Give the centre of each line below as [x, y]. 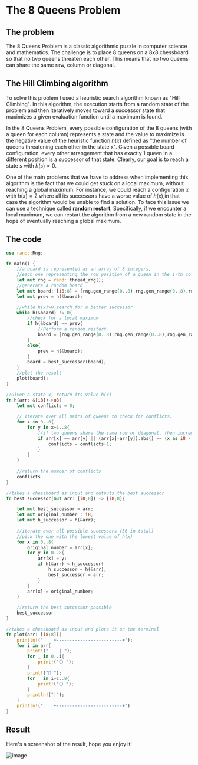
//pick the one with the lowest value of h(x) [75, 536]
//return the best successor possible [64, 608]
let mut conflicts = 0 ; [46, 406]
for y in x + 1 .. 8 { [48, 428]
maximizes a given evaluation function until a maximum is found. [85, 116]
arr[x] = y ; [52, 559]
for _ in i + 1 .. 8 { [48, 678]
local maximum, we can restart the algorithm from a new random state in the [99, 214]
